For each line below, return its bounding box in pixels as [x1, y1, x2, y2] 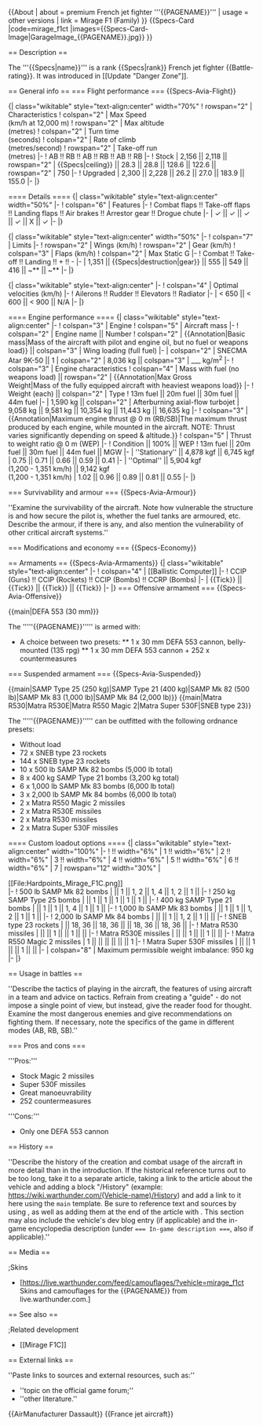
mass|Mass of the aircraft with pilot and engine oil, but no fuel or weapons [8, 337, 249, 347]
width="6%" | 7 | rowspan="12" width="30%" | [8, 863, 161, 873]
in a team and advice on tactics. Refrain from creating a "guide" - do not [8, 992, 242, 1001]
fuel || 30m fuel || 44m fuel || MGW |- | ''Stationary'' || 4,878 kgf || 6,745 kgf [8, 447, 255, 457]
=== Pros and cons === [8, 1041, 86, 1050]
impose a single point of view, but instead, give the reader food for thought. [8, 1001, 253, 1010]
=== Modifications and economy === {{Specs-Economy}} [8, 542, 197, 553]
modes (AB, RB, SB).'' [8, 1025, 79, 1035]
